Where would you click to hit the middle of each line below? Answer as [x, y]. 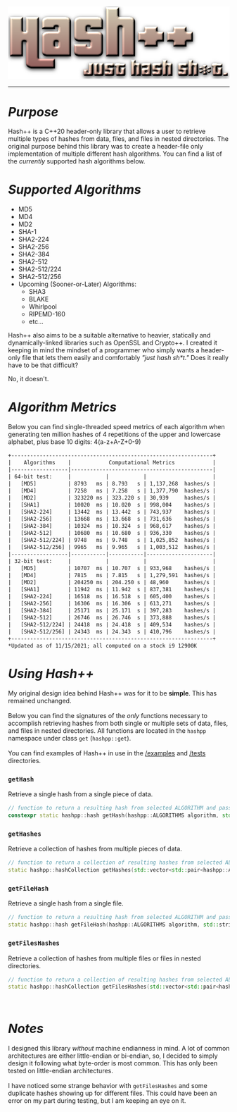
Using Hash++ [51, 674]
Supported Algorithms [75, 190]
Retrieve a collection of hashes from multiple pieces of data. [95, 849]
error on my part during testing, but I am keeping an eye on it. [97, 1101]
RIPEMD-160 [47, 314]
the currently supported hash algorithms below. [77, 161]
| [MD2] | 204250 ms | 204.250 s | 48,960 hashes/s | [112, 583]
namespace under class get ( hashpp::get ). [70, 739]
